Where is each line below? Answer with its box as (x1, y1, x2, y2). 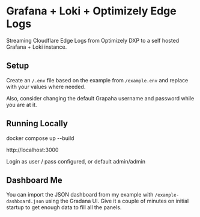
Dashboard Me (6, 175, 63, 185)
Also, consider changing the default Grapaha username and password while (6, 94, 195, 102)
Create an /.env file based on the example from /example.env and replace (6, 76, 189, 84)
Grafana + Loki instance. (6, 43, 67, 50)
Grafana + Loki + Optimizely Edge (6, 4, 177, 18)
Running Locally (6, 118, 68, 129)
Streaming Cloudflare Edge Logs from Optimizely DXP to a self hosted (6, 37, 180, 44)
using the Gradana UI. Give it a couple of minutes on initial (45, 197, 189, 205)
